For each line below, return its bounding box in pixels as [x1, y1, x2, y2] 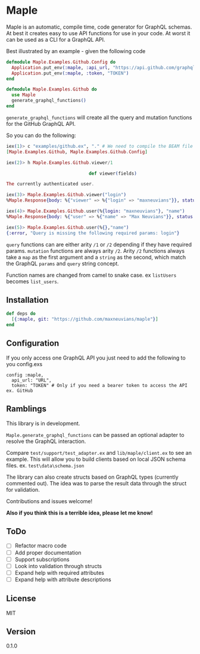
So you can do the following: [6, 132, 76, 139]
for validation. [6, 486, 40, 493]
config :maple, [6, 372, 44, 378]
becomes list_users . [6, 278, 59, 285]
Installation [6, 295, 49, 305]
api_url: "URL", [11, 377, 52, 383]
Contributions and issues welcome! [6, 497, 93, 504]
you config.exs [6, 360, 43, 367]
